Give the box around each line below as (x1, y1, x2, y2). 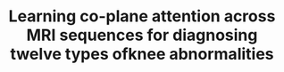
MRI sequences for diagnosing (26, 25, 258, 45)
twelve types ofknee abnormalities (9, 44, 275, 64)
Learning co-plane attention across (8, 6, 276, 27)
